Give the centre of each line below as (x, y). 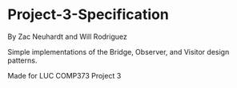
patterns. (22, 60)
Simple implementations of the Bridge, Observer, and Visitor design (118, 52)
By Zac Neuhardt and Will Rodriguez (67, 36)
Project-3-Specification (88, 15)
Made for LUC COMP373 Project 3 (64, 75)
